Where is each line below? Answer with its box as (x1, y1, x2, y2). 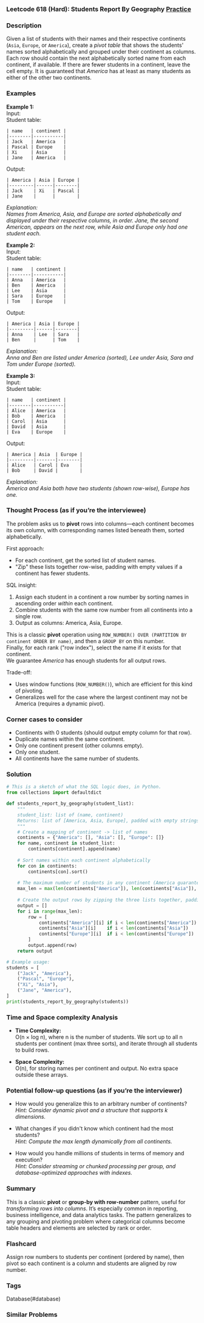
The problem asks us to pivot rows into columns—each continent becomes (6, 520, 194, 527)
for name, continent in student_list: (17, 840, 115, 846)
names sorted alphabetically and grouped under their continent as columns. (6, 48, 196, 55)
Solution (6, 770, 32, 779)
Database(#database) (6, 1295, 61, 1303)
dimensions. (15, 1113, 46, 1121)
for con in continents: (17, 863, 78, 869)
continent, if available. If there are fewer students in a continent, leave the (6, 61, 191, 68)
